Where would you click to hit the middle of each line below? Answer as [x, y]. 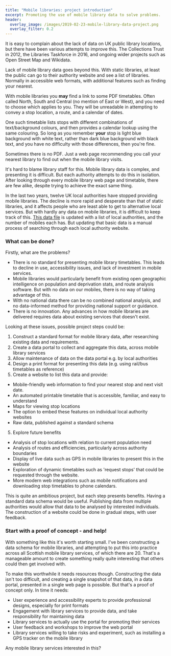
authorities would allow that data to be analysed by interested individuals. [82, 507]
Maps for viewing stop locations [46, 406]
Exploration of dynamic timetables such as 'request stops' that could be [88, 470]
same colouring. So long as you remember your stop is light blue [73, 133]
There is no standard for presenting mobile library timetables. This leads [89, 263]
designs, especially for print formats [51, 605]
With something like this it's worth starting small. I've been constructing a [82, 542]
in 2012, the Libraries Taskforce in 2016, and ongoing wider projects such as [86, 55]
